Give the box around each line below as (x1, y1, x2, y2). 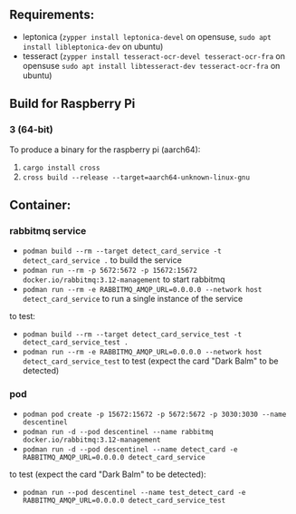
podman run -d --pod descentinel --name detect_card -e (22, 445, 238, 454)
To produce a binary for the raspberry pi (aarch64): (9, 144, 201, 155)
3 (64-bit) (9, 123, 53, 136)
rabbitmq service (9, 224, 87, 237)
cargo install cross (22, 163, 100, 172)
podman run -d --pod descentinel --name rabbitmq (22, 428, 215, 437)
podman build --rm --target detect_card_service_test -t (22, 330, 243, 339)
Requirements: (9, 7, 95, 23)
